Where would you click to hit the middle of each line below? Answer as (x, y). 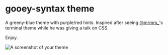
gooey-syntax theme (50, 9)
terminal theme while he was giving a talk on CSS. (57, 27)
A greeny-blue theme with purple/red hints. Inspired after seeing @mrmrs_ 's (84, 22)
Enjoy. (12, 37)
